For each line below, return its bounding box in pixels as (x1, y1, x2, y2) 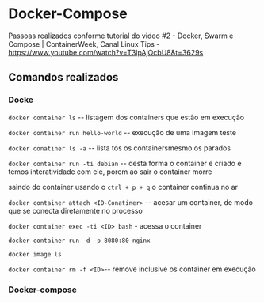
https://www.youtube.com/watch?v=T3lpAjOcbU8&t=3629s (8, 47, 204, 57)
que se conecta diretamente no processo (8, 206, 143, 215)
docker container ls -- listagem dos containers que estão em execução (8, 112, 245, 122)
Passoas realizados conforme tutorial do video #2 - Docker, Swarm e (8, 31, 234, 40)
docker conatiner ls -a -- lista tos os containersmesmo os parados (8, 143, 231, 153)
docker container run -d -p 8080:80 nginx (8, 237, 151, 244)
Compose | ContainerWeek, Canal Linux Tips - (8, 39, 160, 48)
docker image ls (8, 250, 62, 258)
